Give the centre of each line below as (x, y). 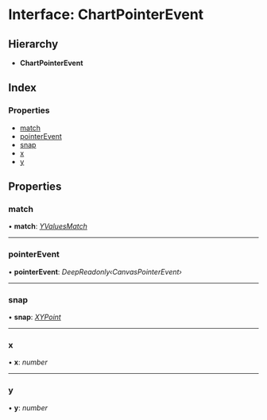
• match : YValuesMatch (48, 226)
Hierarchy (33, 44)
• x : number (28, 362)
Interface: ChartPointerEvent (106, 15)
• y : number (28, 407)
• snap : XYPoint (35, 317)
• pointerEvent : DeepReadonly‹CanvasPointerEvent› (95, 272)
